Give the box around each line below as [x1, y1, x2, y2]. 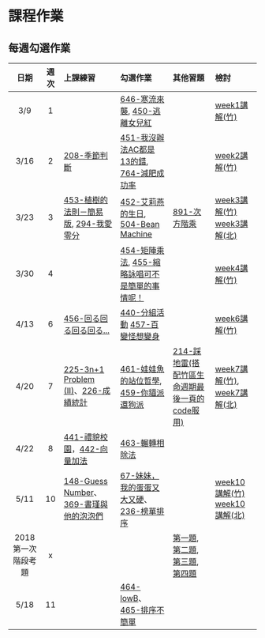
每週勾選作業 [8, 41, 71, 55]
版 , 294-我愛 [63, 218, 113, 229]
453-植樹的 [63, 194, 108, 206]
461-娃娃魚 [120, 364, 165, 374]
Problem [63, 374, 95, 384]
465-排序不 [120, 605, 165, 615]
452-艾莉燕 [120, 197, 165, 207]
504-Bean [120, 219, 160, 229]
